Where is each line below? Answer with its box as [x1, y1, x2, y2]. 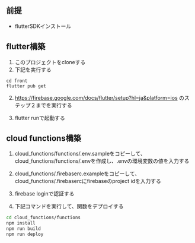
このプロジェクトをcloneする [14, 58, 86, 65]
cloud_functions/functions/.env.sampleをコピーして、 [14, 150, 146, 157]
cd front [6, 78, 28, 84]
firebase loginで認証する [14, 190, 75, 197]
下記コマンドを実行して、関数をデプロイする [14, 203, 124, 210]
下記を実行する [14, 66, 52, 73]
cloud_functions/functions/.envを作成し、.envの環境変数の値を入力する [14, 157, 190, 165]
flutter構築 [6, 42, 46, 52]
